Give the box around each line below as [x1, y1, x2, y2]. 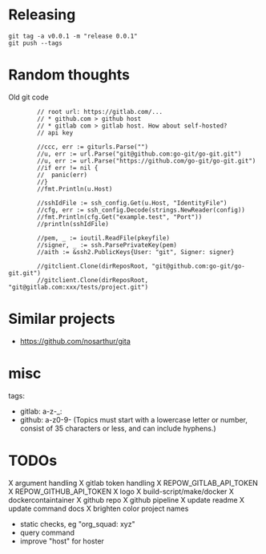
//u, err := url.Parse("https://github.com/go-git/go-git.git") [37, 156, 256, 165]
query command [19, 528, 75, 537]
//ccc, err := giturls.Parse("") [37, 143, 149, 151]
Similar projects [8, 310, 115, 328]
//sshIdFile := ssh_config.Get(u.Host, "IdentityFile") [37, 199, 228, 207]
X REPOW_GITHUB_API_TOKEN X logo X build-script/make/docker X [8, 487, 235, 496]
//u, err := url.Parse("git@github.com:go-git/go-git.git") [37, 150, 242, 158]
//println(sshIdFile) [37, 220, 110, 228]
